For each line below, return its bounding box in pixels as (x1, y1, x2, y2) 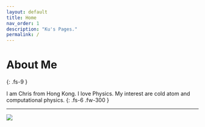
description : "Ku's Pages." (6, 26, 78, 32)
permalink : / (6, 32, 40, 38)
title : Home (6, 15, 37, 21)
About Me (6, 58, 57, 72)
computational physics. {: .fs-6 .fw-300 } (6, 96, 110, 104)
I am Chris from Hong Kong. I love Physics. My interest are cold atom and (6, 90, 190, 98)
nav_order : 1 (6, 20, 40, 26)
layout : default (6, 9, 48, 15)
